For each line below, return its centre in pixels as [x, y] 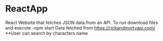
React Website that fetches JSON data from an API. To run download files [82, 22]
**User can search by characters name [47, 33]
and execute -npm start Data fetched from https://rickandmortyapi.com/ [80, 27]
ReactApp [26, 9]
